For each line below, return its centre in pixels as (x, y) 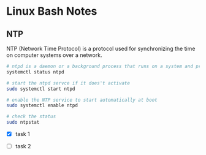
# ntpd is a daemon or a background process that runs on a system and (100, 66)
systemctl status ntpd (35, 72)
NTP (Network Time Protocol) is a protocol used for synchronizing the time (101, 48)
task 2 (23, 146)
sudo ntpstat (23, 123)
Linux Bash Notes (52, 11)
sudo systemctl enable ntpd (42, 105)
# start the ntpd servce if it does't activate (68, 83)
